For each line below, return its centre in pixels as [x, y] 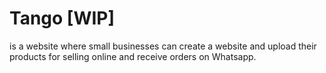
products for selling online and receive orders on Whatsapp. [133, 56]
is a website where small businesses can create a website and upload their [163, 46]
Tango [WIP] [62, 18]
